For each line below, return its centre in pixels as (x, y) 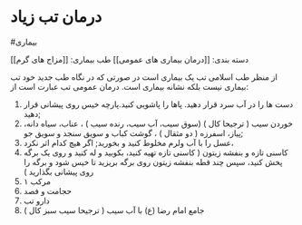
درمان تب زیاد (56, 17)
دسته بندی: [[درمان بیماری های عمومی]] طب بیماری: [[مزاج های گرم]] (130, 59)
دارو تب (37, 201)
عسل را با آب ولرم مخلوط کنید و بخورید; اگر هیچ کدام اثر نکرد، (128, 142)
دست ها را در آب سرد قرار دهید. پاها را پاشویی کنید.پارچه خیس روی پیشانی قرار (158, 104)
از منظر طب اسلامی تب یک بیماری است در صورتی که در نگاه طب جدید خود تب (144, 77)
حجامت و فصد (47, 191)
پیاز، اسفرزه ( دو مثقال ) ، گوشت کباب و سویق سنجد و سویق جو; (133, 132)
